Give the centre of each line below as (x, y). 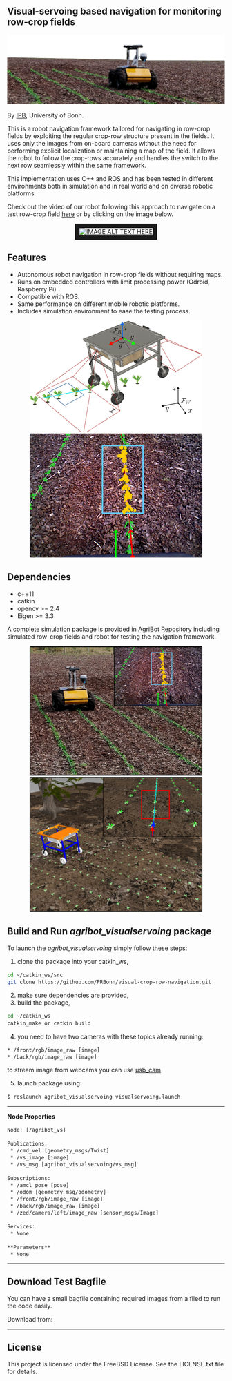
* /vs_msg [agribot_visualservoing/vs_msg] (74, 1164)
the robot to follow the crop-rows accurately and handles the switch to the (113, 157)
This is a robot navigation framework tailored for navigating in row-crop (109, 128)
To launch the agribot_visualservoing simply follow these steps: (97, 948)
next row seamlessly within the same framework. (77, 165)
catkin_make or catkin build (49, 1024)
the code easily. (30, 1306)
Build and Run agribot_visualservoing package (109, 931)
